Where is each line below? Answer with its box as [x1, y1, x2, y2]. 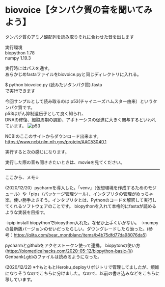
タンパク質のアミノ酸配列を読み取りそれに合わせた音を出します [5, 34, 134, 40]
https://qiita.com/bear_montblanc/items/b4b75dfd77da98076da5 [14, 232, 146, 238]
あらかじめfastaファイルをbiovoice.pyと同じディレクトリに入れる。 [5, 71, 141, 77]
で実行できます [5, 88, 35, 94]
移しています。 [5, 276, 35, 282]
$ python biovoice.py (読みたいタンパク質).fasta [5, 81, 102, 87]
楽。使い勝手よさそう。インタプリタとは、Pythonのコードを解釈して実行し [5, 197, 157, 203]
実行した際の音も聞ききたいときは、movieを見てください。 [5, 159, 125, 165]
